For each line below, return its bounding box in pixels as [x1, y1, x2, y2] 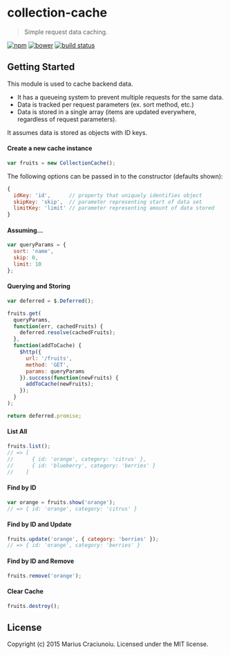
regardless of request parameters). [17, 115, 117, 123]
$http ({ [19, 349, 41, 356]
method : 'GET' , [25, 361, 70, 368]
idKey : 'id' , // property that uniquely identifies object [13, 192, 202, 199]
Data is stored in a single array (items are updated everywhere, [17, 107, 197, 116]
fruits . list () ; [7, 443, 51, 450]
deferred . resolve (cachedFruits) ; [19, 329, 116, 336]
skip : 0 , [13, 255, 39, 261]
